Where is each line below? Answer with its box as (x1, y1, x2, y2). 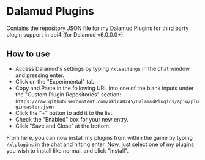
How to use (6, 49, 50, 59)
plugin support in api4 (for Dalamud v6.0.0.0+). (6, 31, 125, 38)
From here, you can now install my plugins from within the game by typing (6, 134, 193, 141)
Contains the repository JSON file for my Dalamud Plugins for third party (6, 24, 189, 32)
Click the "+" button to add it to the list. (15, 109, 114, 117)
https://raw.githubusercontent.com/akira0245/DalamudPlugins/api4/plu (15, 98, 199, 104)
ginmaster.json (15, 104, 54, 110)
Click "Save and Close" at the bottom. (15, 122, 111, 129)
